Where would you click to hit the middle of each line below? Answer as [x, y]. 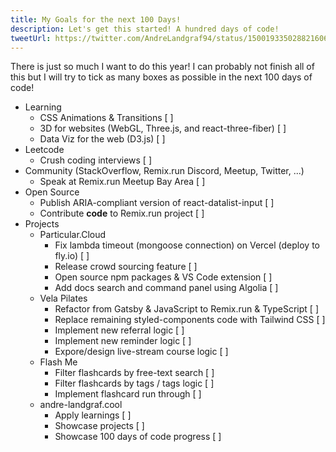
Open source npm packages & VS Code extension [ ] [163, 277]
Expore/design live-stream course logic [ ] [141, 352]
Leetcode [44, 150]
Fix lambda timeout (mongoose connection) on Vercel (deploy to [187, 245]
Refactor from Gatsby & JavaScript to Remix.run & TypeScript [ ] [186, 309]
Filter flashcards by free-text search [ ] [134, 373]
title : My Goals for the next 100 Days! [96, 19]
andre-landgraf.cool [81, 405]
